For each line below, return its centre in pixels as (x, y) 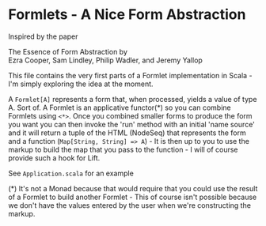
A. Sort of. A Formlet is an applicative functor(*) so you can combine (120, 107)
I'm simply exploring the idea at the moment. (81, 84)
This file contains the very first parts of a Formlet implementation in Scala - (130, 75)
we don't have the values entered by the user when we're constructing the (130, 205)
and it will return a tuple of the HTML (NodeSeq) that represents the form (127, 133)
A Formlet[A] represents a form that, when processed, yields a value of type (133, 99)
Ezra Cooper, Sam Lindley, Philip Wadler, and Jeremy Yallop (106, 60)
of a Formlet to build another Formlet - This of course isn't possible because (133, 197)
